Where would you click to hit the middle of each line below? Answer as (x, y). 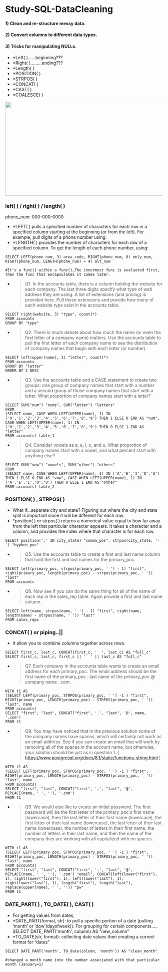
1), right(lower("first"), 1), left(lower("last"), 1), (64, 879)
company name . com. (48, 682)
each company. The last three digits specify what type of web (88, 289)
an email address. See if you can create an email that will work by (92, 742)
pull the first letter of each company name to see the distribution (91, 343)
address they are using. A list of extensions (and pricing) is (85, 294)
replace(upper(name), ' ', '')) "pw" (44, 887)
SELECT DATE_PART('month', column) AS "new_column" (71, 931)
